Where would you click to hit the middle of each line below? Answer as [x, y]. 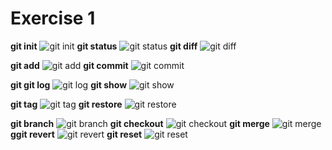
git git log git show [69, 84]
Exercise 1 [53, 18]
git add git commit [69, 65]
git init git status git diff [104, 46]
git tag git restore [66, 104]
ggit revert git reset [76, 134]
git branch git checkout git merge [140, 123]
